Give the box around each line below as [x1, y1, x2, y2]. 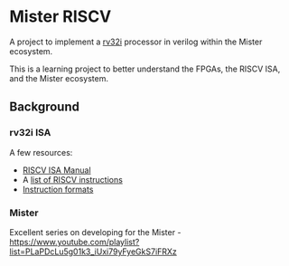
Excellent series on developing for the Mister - [9, 226, 182, 237]
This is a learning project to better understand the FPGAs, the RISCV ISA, [9, 63, 281, 74]
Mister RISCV [9, 6, 112, 27]
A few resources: [9, 147, 73, 157]
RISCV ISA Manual [22, 165, 92, 176]
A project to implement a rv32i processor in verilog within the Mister [9, 36, 263, 47]
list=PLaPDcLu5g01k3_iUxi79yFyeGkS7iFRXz [9, 246, 178, 257]
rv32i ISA [9, 127, 51, 139]
